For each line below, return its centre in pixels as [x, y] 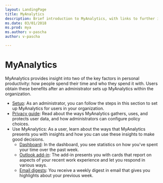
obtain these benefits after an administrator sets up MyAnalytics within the [79, 88]
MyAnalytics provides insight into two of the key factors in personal [72, 78]
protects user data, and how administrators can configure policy [76, 118]
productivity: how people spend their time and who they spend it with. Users [81, 83]
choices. [21, 124]
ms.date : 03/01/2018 [26, 23]
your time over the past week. [49, 150]
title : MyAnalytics [25, 14]
